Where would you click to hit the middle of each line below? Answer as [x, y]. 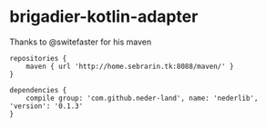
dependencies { [38, 90]
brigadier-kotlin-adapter [104, 17]
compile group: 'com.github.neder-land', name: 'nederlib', [142, 98]
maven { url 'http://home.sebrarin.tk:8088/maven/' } [130, 66]
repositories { [38, 58]
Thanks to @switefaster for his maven [81, 42]
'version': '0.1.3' [46, 106]
